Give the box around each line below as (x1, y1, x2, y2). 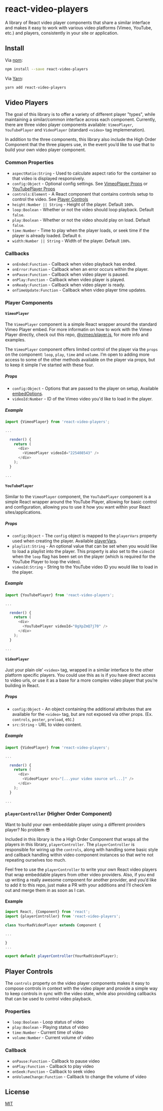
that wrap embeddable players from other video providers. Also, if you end (5, 871, 155, 877)
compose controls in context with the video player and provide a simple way (5, 985, 158, 991)
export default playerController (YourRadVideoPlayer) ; (5, 954, 119, 959)
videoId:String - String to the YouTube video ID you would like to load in (12, 564, 158, 570)
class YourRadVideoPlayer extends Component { (5, 923, 101, 928)
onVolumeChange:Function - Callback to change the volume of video (12, 1073, 147, 1079)
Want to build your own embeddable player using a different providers (5, 822, 145, 827)
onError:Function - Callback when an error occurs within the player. (12, 266, 149, 272)
